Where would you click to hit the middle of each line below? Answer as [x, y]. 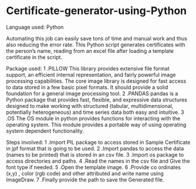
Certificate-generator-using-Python [97, 11]
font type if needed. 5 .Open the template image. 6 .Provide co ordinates [94, 167]
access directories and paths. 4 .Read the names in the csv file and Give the [98, 161]
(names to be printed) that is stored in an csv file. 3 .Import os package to [95, 154]
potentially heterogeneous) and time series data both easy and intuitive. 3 [95, 112]
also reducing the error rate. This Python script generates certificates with [96, 45]
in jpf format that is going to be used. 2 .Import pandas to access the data [95, 148]
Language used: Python [35, 27]
